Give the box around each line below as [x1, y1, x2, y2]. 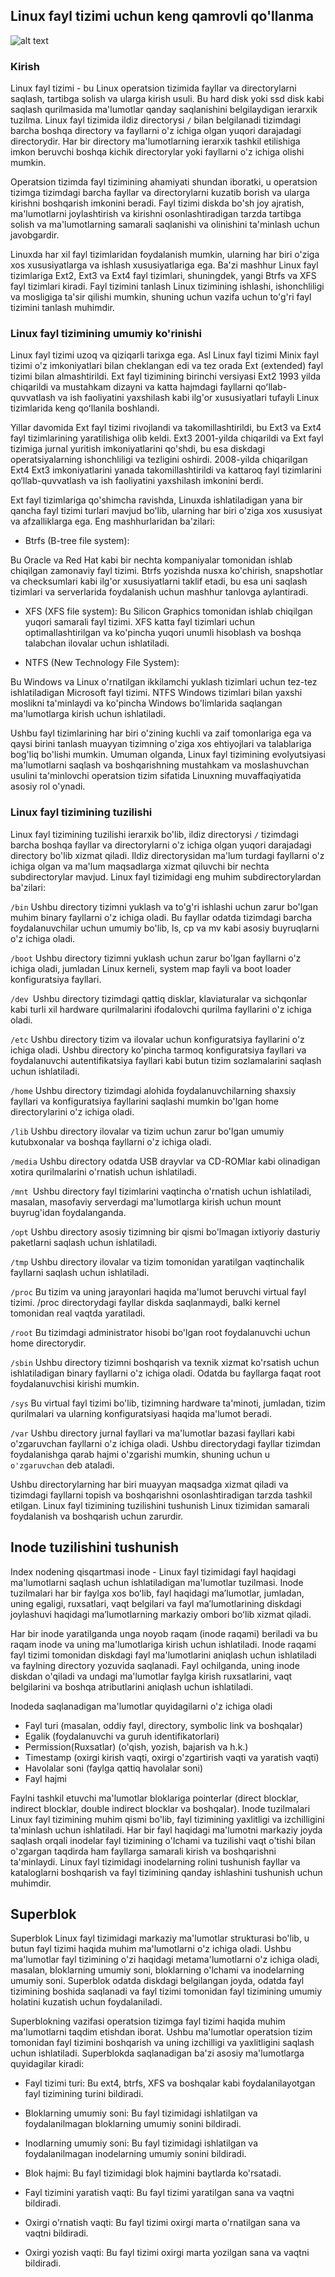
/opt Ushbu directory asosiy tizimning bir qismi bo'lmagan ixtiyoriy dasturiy [10, 1225, 321, 1238]
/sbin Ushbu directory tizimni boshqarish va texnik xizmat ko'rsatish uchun [10, 1356, 320, 1368]
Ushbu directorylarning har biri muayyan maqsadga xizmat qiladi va [10, 1478, 289, 1490]
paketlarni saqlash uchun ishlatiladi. [10, 1236, 158, 1248]
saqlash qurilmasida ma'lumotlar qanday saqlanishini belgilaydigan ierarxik [10, 104, 318, 116]
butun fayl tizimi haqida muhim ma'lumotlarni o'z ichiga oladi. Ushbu [10, 1943, 292, 1955]
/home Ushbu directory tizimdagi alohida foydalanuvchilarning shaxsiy [10, 1084, 297, 1096]
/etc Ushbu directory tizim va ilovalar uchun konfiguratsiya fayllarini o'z [10, 1033, 305, 1045]
